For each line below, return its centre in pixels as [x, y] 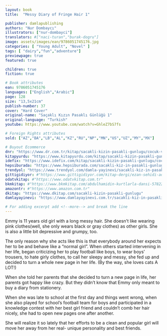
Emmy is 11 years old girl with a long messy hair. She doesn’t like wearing [80, 221]
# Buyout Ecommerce [25, 147]
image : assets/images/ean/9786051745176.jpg [52, 42]
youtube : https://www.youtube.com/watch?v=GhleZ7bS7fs [63, 125]
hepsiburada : [19, 166]
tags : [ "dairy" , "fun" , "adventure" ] [43, 51]
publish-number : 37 [25, 106]
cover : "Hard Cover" [27, 111]
